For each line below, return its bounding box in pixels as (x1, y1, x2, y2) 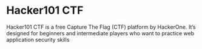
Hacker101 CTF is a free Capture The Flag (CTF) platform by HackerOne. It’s (6, 23, 196, 30)
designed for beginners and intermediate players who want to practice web (6, 29, 195, 36)
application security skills (6, 36, 70, 43)
